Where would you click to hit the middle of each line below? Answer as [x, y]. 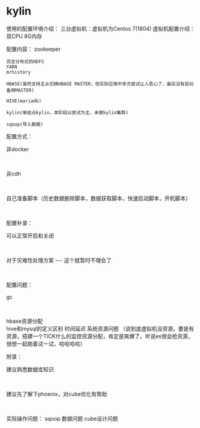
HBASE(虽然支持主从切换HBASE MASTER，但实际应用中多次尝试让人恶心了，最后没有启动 [100, 84]
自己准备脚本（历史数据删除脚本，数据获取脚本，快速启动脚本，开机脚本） [98, 198]
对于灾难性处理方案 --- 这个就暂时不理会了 [59, 260]
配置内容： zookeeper [33, 49]
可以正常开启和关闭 [30, 235]
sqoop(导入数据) [25, 124]
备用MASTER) [20, 90]
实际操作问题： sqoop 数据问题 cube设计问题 [62, 418]
